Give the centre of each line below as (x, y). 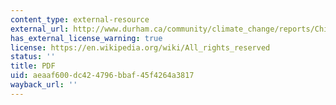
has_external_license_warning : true (86, 38)
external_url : (40, 29)
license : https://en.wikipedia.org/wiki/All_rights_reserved (140, 47)
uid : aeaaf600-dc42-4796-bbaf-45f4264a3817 (102, 76)
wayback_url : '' (44, 85)
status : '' (33, 57)
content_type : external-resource (80, 19)
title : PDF (33, 66)
